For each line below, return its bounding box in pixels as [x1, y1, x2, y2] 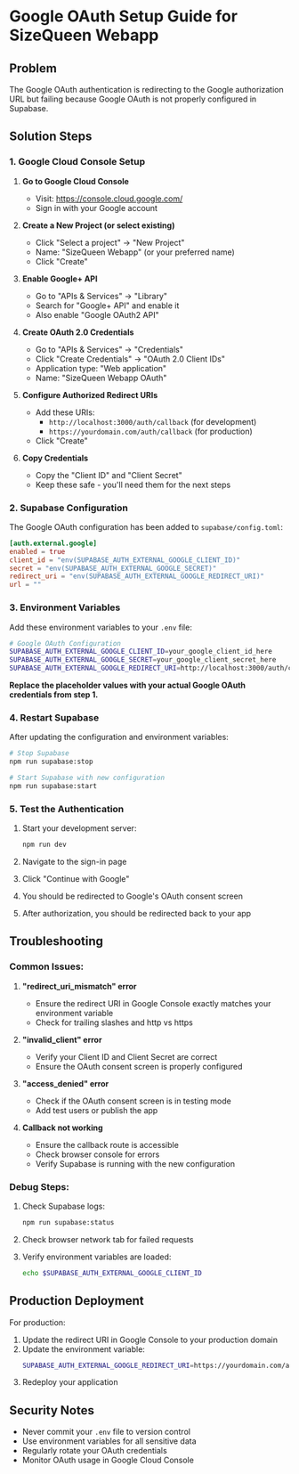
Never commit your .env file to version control [21, 1427, 191, 1437]
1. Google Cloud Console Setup [9, 156, 146, 168]
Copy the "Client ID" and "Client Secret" [35, 469, 182, 480]
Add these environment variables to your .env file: [9, 622, 193, 632]
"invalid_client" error [21, 1034, 102, 1045]
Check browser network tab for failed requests [21, 1234, 194, 1244]
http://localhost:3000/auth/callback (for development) [48, 416, 257, 427]
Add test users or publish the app [35, 1104, 158, 1115]
